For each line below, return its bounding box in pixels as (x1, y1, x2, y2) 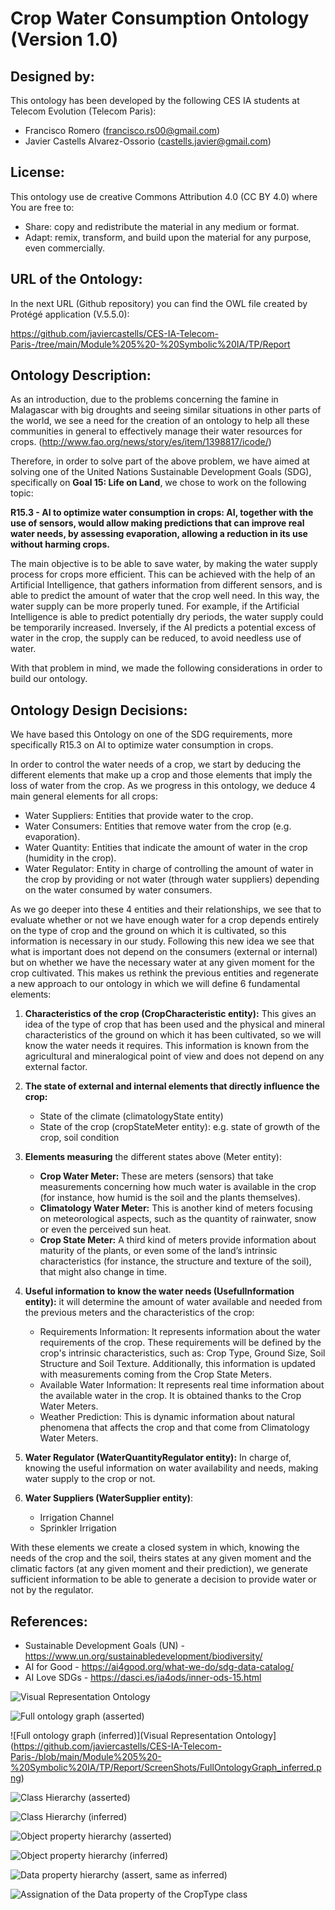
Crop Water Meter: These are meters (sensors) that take (39, 1170, 274, 1182)
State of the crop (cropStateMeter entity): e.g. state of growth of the (39, 1121, 321, 1133)
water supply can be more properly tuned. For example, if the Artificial (10, 600, 300, 612)
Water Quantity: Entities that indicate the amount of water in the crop (24, 842, 308, 854)
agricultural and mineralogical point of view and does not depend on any (24, 1050, 325, 1062)
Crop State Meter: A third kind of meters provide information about (39, 1234, 317, 1246)
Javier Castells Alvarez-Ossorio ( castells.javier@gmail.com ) (24, 135, 272, 147)
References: (10, 1613, 88, 1630)
